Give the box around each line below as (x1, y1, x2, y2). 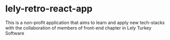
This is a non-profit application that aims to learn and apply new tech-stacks (5, 19, 165, 25)
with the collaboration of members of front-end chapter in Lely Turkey (5, 24, 152, 30)
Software (5, 30, 24, 36)
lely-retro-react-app (5, 3, 93, 14)
